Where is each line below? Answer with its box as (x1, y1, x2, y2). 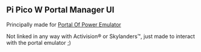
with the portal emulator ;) (6, 39, 72, 46)
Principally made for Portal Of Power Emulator (6, 21, 121, 28)
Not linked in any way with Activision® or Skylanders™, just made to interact (6, 33, 196, 40)
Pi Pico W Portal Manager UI (6, 5, 115, 15)
